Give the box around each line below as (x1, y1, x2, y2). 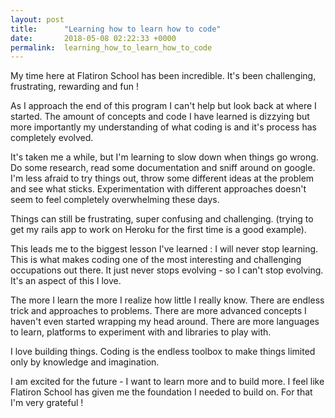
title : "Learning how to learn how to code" (10, 24, 222, 34)
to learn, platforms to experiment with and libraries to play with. (10, 326, 272, 338)
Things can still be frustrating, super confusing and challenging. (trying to (10, 213, 314, 225)
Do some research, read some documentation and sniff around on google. (10, 162, 316, 174)
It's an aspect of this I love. (10, 275, 122, 287)
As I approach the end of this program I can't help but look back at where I (10, 100, 317, 112)
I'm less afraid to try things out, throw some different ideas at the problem (10, 172, 315, 185)
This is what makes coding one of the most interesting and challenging (10, 254, 302, 266)
